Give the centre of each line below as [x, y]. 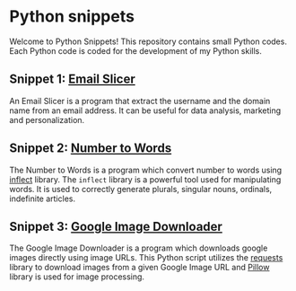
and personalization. [47, 119]
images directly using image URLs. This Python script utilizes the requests [146, 258]
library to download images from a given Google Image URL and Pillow [139, 268]
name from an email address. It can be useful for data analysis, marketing [145, 110]
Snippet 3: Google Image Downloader [116, 226]
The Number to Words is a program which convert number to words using [146, 170]
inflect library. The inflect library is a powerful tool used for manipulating [145, 179]
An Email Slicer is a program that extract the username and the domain [140, 101]
